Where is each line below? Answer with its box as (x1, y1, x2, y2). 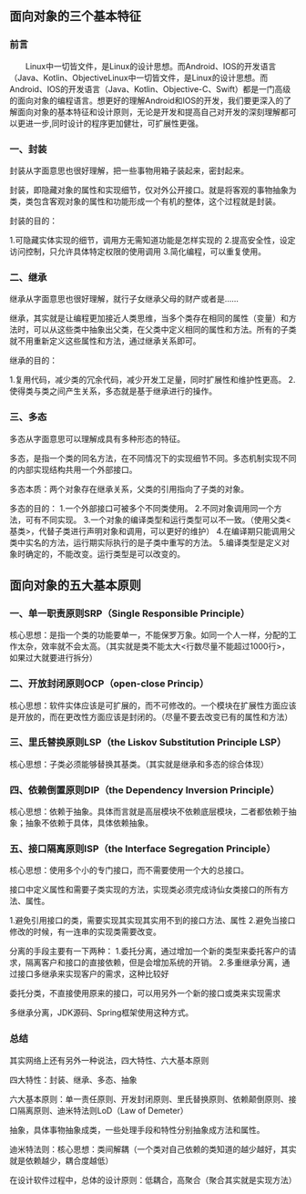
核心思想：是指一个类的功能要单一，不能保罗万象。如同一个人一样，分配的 (9, 630, 289, 641)
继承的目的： (9, 355, 57, 366)
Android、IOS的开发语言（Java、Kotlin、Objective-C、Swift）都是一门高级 (9, 83, 291, 94)
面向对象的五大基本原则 (9, 577, 141, 592)
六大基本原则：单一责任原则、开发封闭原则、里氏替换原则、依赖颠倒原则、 (9, 1093, 289, 1105)
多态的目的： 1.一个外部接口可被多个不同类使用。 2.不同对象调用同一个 (9, 502, 275, 513)
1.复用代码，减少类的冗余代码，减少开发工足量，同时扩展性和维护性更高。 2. (9, 375, 296, 386)
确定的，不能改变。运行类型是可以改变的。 (25, 548, 185, 559)
